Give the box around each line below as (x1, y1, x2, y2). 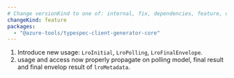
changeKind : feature (7, 17, 68, 23)
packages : (7, 23, 36, 30)
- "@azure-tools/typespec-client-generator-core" (13, 29, 160, 37)
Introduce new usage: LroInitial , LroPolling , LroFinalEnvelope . (17, 48, 203, 57)
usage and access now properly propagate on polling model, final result (17, 56, 224, 64)
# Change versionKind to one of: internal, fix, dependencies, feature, (7, 10, 223, 17)
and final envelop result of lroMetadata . (17, 63, 131, 71)
